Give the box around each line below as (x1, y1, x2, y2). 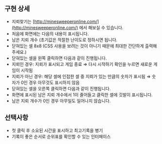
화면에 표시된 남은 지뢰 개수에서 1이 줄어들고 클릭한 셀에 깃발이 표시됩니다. (11, 92, 153, 98)
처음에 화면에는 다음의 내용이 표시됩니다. (11, 31, 89, 37)
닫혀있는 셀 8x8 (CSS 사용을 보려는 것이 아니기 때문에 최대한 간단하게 (11, 43, 144, 49)
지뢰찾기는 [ (11, 19, 35, 24)
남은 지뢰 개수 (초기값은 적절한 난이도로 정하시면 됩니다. (11, 37, 118, 42)
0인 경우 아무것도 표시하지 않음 (20, 80, 80, 85)
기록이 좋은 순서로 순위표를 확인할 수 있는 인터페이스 (11, 133, 111, 139)
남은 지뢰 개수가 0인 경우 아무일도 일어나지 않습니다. (11, 98, 111, 103)
